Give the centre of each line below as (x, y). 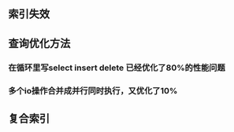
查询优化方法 (39, 43)
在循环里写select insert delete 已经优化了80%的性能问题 (117, 68)
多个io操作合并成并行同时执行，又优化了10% (93, 90)
